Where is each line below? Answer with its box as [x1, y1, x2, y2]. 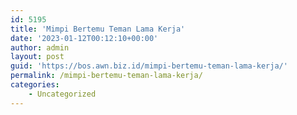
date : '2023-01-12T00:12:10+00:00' [10, 33, 159, 43]
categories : [10, 80, 60, 90]
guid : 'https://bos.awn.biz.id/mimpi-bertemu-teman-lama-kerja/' [10, 61, 288, 71]
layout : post [10, 52, 65, 62]
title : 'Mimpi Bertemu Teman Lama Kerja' [10, 24, 186, 34]
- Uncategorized [28, 89, 97, 99]
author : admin [10, 42, 70, 53]
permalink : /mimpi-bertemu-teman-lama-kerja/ [10, 71, 203, 81]
